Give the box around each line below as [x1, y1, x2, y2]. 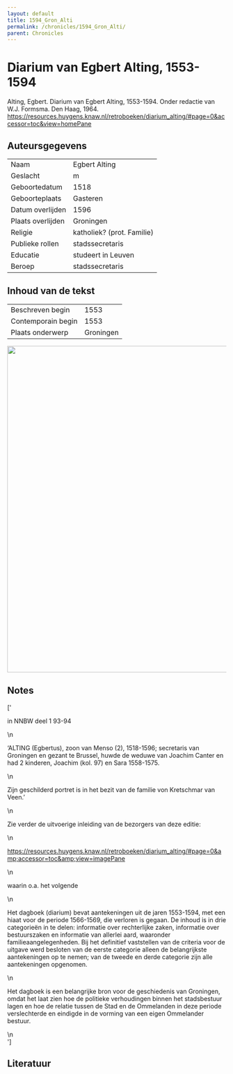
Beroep [10, 262, 35, 271]
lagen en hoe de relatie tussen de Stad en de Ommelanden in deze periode [7, 1002, 222, 1010]
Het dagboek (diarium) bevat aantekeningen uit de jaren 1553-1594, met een [7, 908, 226, 917]
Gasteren [72, 194, 103, 203]
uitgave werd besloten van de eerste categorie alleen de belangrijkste [7, 945, 207, 954]
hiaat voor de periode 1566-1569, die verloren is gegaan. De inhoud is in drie [7, 915, 227, 924]
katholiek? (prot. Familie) [72, 228, 154, 237]
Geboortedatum [10, 182, 63, 192]
